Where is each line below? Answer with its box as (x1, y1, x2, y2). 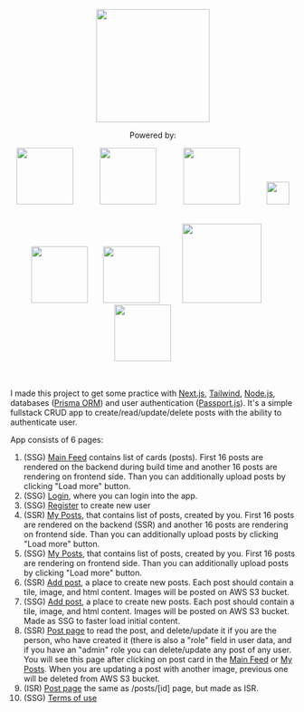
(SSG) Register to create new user (23, 500, 151, 511)
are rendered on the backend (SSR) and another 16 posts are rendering (23, 519, 289, 530)
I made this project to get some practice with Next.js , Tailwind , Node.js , (10, 388, 276, 399)
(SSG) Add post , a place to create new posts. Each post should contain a (23, 596, 295, 607)
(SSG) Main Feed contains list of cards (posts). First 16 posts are (23, 452, 264, 462)
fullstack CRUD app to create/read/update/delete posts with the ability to (10, 408, 282, 418)
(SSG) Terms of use (23, 693, 98, 703)
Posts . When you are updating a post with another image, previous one (23, 664, 289, 674)
